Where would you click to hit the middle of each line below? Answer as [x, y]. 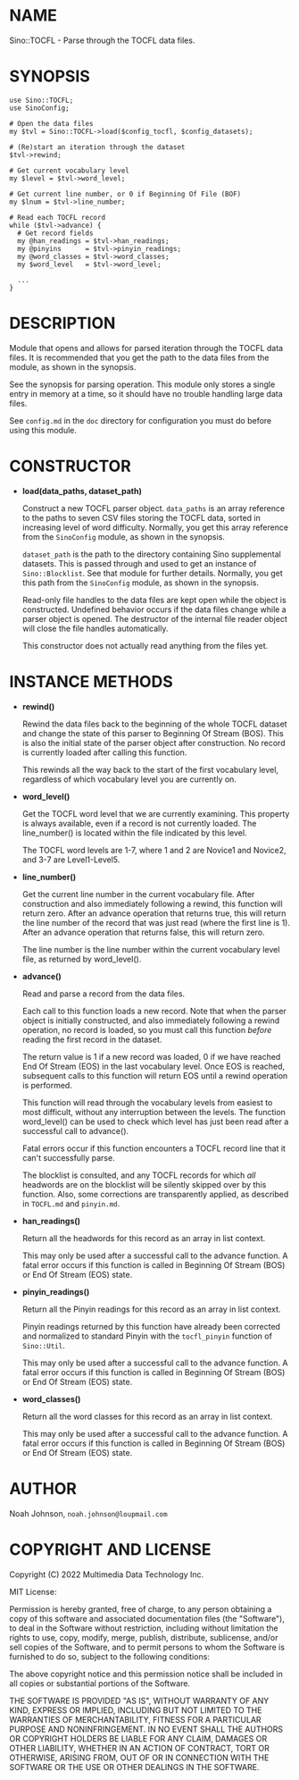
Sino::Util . [43, 1345]
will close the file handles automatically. [95, 628]
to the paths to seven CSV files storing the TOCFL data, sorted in [141, 517]
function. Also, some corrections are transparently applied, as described [155, 1194]
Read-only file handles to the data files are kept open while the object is [154, 600]
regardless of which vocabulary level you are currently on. [129, 779]
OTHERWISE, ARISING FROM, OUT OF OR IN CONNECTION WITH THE [139, 1758]
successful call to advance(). [75, 1130]
